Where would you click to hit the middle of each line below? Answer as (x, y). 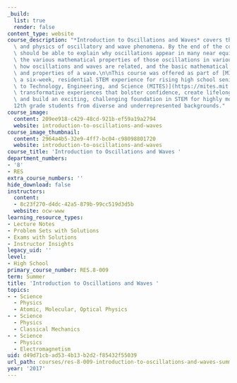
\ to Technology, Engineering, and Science (78, 86)
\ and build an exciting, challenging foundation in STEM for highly (118, 100)
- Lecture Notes (31, 224)
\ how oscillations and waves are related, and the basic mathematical (121, 66)
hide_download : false (39, 184)
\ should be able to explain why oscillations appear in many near (115, 54)
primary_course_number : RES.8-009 (58, 270)
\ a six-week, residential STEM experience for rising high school (115, 79)
